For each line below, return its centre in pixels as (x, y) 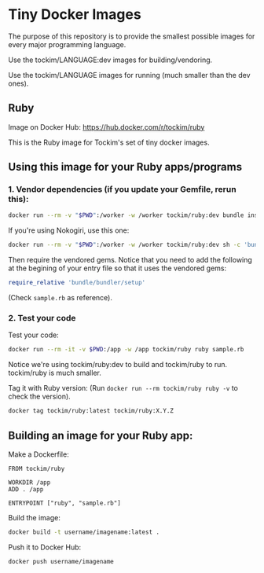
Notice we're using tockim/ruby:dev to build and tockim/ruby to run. (118, 365)
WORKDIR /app (29, 482)
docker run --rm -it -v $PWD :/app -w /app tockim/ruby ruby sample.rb (126, 350)
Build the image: (34, 517)
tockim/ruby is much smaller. (55, 373)
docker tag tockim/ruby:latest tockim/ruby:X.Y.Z (91, 411)
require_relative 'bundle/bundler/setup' (77, 283)
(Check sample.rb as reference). (60, 298)
